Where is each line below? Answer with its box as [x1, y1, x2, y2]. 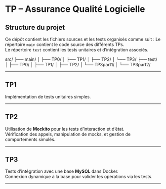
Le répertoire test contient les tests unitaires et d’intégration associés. [5, 47, 149, 52]
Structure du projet [5, 23, 65, 32]
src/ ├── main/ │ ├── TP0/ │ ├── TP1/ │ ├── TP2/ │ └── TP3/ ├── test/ [5, 56, 158, 62]
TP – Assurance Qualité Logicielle [5, 3, 145, 15]
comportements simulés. [5, 136, 56, 142]
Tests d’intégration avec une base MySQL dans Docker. [5, 168, 119, 174]
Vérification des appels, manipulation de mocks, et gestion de [5, 131, 131, 137]
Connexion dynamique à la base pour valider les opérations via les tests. [5, 174, 153, 180]
